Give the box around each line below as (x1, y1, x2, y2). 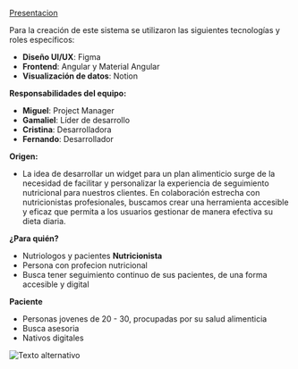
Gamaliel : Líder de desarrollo (21, 115, 131, 125)
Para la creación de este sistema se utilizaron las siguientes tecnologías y (9, 25, 280, 35)
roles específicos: (9, 35, 75, 45)
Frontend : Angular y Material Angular (21, 62, 160, 71)
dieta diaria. (21, 216, 66, 226)
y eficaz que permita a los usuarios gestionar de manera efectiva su (21, 206, 273, 217)
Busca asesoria (21, 323, 80, 333)
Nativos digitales (21, 332, 84, 343)
